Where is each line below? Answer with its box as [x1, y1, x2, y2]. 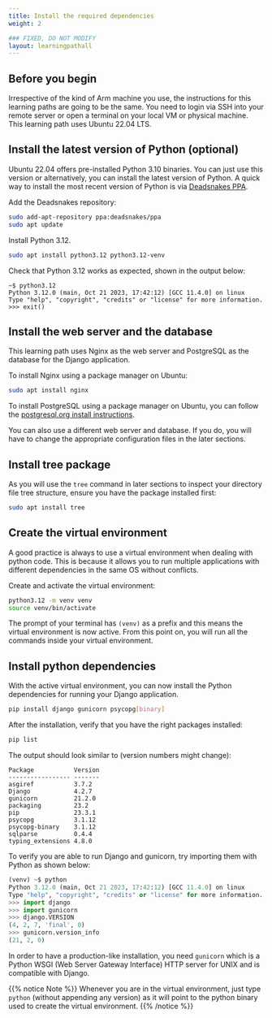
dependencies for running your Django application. [8, 690, 179, 700]
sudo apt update [8, 220, 63, 228]
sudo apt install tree [8, 504, 85, 512]
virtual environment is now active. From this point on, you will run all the [8, 627, 248, 637]
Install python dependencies [8, 659, 157, 673]
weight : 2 [8, 19, 42, 28]
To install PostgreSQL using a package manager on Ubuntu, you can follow [8, 401, 259, 411]
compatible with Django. [8, 968, 90, 977]
